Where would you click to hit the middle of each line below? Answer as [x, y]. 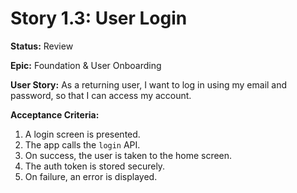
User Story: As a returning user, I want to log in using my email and [149, 84]
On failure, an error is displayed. [91, 176]
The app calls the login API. [82, 144]
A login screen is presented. [82, 134]
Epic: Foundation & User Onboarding [86, 65]
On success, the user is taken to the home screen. [128, 155]
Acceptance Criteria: [55, 114]
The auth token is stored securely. [95, 166]
